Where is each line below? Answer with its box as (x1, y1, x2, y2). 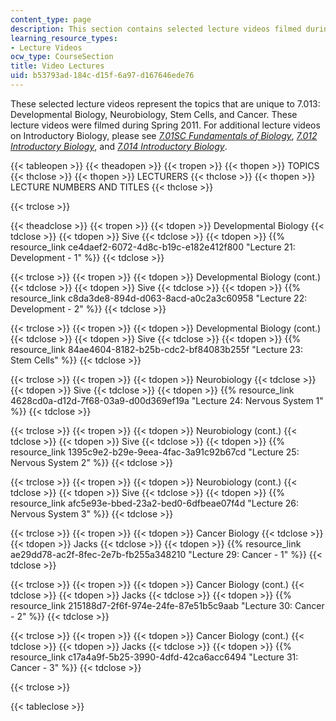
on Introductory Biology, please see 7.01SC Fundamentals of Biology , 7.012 (10, 129, 318, 141)
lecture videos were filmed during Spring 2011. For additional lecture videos (10, 119, 321, 131)
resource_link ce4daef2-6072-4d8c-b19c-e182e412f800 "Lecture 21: (10, 241, 296, 253)
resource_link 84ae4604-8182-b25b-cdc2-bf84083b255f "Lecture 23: (10, 343, 303, 355)
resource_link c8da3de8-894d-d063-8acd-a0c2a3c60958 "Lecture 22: (10, 292, 308, 304)
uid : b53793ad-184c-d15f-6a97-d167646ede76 (10, 71, 195, 81)
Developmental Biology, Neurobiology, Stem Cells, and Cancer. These (10, 108, 298, 120)
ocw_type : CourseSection (10, 52, 114, 62)
